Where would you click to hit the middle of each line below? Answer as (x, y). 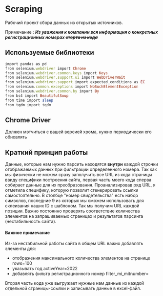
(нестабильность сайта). (31, 222)
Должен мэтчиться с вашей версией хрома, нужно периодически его (79, 132)
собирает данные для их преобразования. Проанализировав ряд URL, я (80, 185)
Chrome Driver (28, 120)
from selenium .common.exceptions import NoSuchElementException (72, 87)
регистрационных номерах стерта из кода (51, 37)
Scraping (24, 9)
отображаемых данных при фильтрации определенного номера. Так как (81, 169)
